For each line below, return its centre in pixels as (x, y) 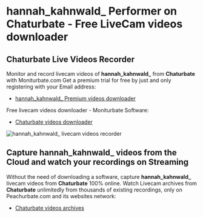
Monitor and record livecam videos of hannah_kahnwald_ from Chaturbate (101, 74)
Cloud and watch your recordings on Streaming (98, 162)
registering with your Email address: (51, 87)
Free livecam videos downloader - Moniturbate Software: (78, 110)
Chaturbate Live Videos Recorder (71, 59)
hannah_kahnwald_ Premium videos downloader (75, 98)
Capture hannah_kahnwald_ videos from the (92, 153)
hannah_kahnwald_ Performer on (92, 11)
